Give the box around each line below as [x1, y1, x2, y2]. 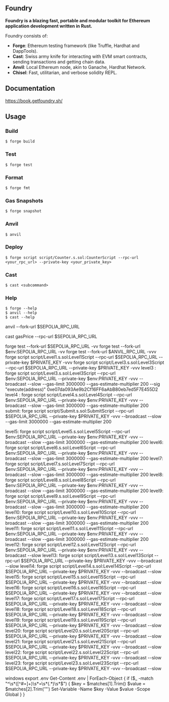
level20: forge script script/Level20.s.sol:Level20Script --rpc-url [5, 628, 139, 634]
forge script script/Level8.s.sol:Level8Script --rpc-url [5, 477, 116, 483]
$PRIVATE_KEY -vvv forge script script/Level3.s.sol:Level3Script [30, 359, 164, 365]
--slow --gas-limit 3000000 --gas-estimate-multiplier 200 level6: [27, 439, 164, 446]
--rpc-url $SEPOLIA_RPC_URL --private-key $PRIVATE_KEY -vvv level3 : [5, 365, 156, 371]
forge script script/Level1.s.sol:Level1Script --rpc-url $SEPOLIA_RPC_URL [5, 354, 158, 360]
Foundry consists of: [5, 32, 48, 39]
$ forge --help [5, 306, 37, 311]
